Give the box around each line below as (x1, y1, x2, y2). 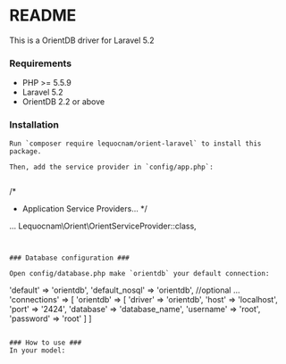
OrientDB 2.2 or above (21, 96, 105, 107)
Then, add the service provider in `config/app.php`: (9, 162, 214, 171)
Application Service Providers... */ (21, 203, 147, 214)
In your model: (9, 345, 66, 355)
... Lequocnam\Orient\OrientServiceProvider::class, (9, 220, 197, 231)
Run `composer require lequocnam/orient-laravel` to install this (9, 139, 262, 148)
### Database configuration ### (9, 253, 130, 262)
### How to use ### (9, 338, 82, 347)
